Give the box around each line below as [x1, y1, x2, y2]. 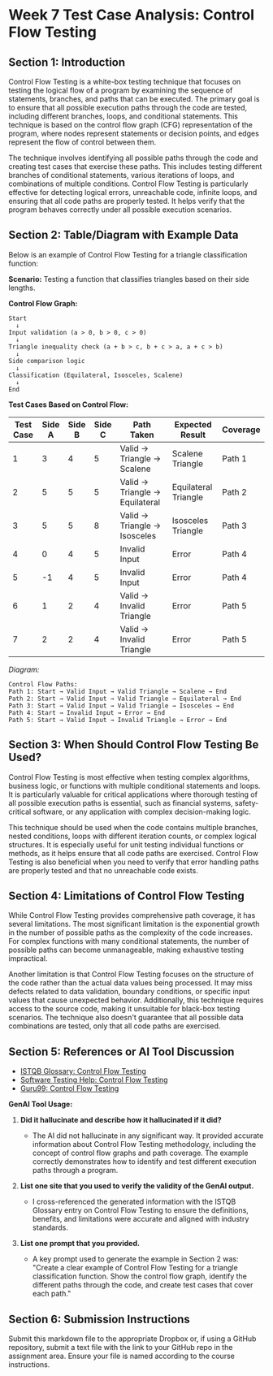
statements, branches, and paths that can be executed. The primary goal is [8, 94, 260, 103]
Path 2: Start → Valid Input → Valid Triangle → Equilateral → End [8, 694, 242, 703]
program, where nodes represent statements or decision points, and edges [8, 128, 260, 138]
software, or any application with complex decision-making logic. [32, 807, 252, 816]
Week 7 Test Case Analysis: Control [8, 6, 254, 24]
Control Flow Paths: [8, 680, 79, 688]
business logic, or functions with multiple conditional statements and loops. [8, 781, 261, 790]
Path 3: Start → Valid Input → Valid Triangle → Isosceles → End [8, 701, 234, 710]
